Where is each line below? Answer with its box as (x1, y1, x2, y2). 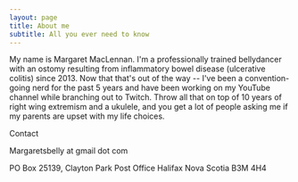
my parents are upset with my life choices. (9, 111, 165, 121)
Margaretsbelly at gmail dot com (9, 145, 128, 156)
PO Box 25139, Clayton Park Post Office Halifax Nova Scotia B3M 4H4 (9, 162, 268, 174)
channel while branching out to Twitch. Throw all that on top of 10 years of (9, 92, 283, 103)
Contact (9, 128, 38, 139)
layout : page (9, 12, 58, 22)
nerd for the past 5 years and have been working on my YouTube (32, 82, 270, 94)
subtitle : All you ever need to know (9, 29, 150, 38)
